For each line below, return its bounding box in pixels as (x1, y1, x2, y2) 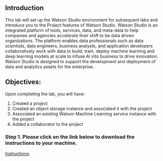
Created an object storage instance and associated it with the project (12, 105, 152, 112)
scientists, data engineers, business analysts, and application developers (5, 43, 153, 48)
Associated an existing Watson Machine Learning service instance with (12, 111, 157, 116)
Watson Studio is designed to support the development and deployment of (5, 58, 156, 64)
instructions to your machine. (5, 139, 78, 146)
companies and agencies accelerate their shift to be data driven (5, 32, 134, 38)
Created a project (12, 100, 48, 106)
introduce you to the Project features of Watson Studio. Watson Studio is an (5, 22, 158, 28)
